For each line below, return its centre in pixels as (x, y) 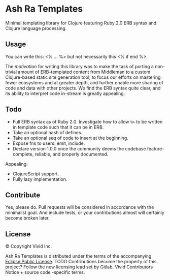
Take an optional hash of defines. (47, 132)
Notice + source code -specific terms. (45, 272)
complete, (23, 154)
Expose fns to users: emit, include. (49, 143)
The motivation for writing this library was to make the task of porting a (79, 66)
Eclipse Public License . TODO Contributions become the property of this (81, 262)
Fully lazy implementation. (40, 179)
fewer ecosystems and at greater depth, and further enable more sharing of (84, 82)
